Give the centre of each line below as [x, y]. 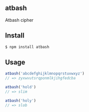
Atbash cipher [19, 20]
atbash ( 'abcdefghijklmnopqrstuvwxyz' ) [45, 74]
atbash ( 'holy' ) [21, 101]
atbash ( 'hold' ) [21, 87]
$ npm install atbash [27, 47]
